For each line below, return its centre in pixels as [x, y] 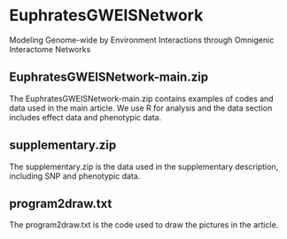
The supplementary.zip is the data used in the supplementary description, [144, 166]
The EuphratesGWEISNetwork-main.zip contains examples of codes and [141, 98]
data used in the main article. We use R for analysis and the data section [141, 108]
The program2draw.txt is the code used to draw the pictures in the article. [144, 225]
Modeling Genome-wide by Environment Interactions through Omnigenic [142, 40]
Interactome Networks [50, 49]
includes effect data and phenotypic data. [85, 117]
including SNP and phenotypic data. [75, 176]
